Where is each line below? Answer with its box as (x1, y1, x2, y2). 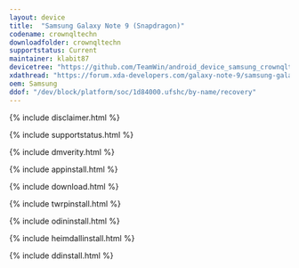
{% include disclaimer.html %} (9, 112, 120, 123)
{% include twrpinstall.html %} (9, 198, 122, 209)
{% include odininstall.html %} (9, 215, 120, 226)
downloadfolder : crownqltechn (9, 37, 122, 47)
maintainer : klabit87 (9, 54, 90, 63)
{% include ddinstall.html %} (9, 250, 114, 261)
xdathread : (9, 71, 50, 80)
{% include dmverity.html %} (9, 146, 116, 157)
